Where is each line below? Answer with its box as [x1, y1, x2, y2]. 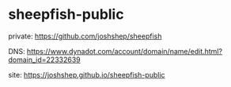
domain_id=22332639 [8, 55, 81, 64]
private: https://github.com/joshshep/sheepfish [8, 31, 162, 41]
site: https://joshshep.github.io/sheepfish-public [8, 70, 165, 79]
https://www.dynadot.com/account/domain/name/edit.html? [26, 46, 223, 56]
